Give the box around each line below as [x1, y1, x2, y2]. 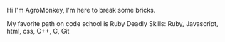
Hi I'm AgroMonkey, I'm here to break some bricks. [6, 6, 156, 14]
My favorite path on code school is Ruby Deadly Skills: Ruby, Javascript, [6, 20, 219, 27]
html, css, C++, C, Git [6, 27, 70, 35]
